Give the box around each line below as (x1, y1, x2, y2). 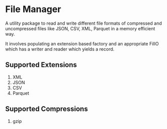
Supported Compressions (5, 105, 88, 113)
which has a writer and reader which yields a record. (5, 46, 115, 52)
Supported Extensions (5, 60, 77, 69)
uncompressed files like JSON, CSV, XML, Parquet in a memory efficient (5, 25, 155, 31)
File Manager (5, 4, 62, 15)
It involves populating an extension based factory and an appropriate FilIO (5, 40, 159, 46)
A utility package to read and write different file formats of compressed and (5, 20, 162, 26)
